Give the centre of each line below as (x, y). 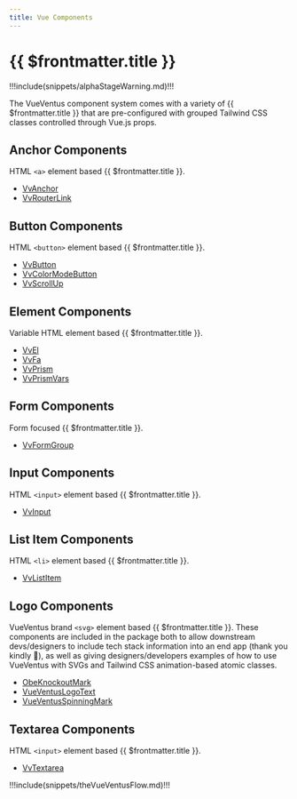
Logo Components (61, 606)
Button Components (66, 226)
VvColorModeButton (59, 274)
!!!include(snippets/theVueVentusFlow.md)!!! (90, 785)
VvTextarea (43, 768)
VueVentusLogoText (59, 692)
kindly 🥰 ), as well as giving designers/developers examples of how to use (143, 656)
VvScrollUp (43, 284)
